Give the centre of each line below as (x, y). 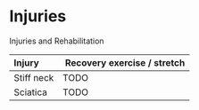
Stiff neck (34, 77)
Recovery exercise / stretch (125, 62)
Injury (27, 62)
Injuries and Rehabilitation (57, 41)
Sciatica (30, 92)
